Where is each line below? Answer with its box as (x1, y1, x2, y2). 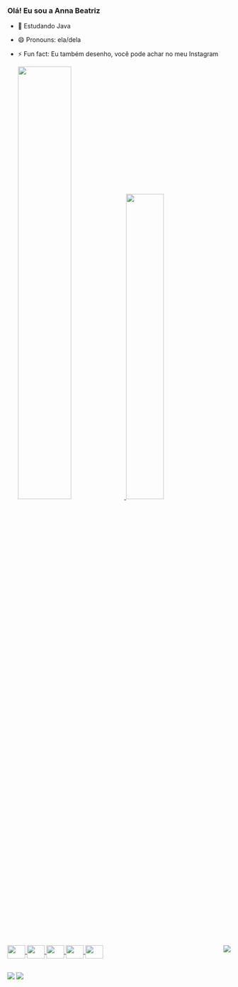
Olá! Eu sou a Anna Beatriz (7, 6, 101, 16)
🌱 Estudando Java (17, 22, 71, 31)
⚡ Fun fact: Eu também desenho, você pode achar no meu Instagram (17, 50, 219, 58)
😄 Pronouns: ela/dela (17, 36, 81, 44)
